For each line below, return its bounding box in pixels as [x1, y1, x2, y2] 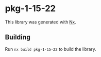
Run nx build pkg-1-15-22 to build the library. [5, 46, 96, 52]
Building [5, 33, 31, 41]
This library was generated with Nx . [5, 19, 76, 25]
